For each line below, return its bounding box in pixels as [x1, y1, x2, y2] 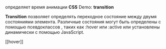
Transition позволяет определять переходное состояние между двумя [5, 14, 157, 19]
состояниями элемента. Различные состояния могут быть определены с [5, 19, 161, 24]
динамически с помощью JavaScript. [5, 29, 85, 35]
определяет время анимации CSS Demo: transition [5, 4, 114, 10]
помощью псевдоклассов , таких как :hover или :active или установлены [5, 24, 160, 30]
